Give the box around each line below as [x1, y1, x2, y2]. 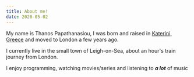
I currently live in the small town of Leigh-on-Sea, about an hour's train [6, 47, 176, 54]
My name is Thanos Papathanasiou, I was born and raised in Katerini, [6, 30, 172, 36]
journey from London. [6, 53, 58, 60]
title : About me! [6, 8, 48, 14]
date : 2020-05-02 [6, 14, 48, 20]
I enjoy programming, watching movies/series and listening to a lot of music [6, 64, 188, 71]
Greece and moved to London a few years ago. [6, 36, 119, 43]
